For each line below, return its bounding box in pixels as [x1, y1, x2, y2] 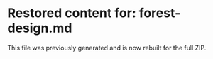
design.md [7, 20, 72, 36]
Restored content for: [7, 5, 136, 21]
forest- [138, 5, 181, 21]
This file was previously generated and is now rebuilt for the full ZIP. [7, 43, 207, 52]
